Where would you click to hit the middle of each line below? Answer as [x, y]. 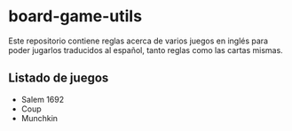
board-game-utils [75, 16]
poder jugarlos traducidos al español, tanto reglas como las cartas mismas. [146, 50]
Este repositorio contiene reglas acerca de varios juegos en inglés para [138, 41]
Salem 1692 [42, 99]
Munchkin [39, 118]
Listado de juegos [59, 78]
